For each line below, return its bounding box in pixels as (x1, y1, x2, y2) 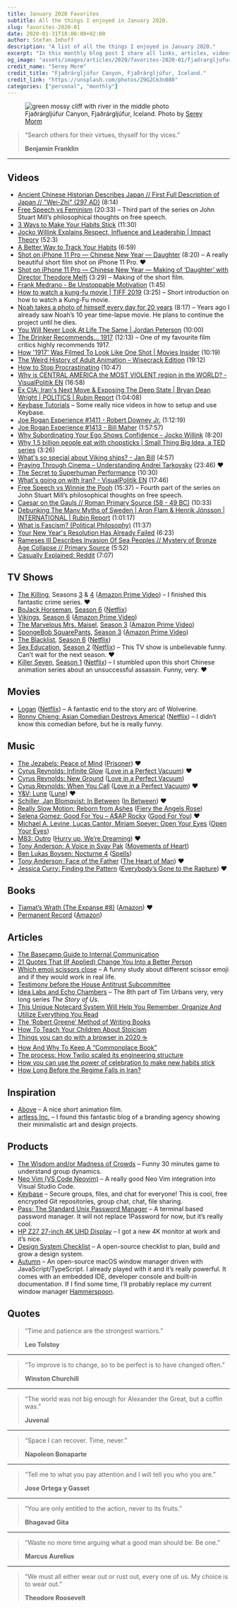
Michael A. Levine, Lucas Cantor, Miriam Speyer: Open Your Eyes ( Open (17, 819, 227, 827)
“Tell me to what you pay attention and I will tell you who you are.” (24, 1470, 217, 1479)
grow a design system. (17, 1249, 84, 1258)
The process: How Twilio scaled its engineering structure (17, 1051, 183, 1059)
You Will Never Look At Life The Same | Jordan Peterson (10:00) (17, 326, 205, 334)
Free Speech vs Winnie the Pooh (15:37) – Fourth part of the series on (17, 484, 221, 492)
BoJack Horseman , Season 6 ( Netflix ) (17, 605, 128, 614)
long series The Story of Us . (17, 995, 100, 1004)
